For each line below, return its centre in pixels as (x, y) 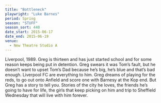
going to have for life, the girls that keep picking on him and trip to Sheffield (80, 90)
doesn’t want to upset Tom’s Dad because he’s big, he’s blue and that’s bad (80, 69)
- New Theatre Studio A (33, 45)
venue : (12, 41)
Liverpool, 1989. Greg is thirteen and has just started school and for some (78, 59)
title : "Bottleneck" (26, 9)
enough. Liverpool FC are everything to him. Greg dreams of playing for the (80, 74)
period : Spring (20, 18)
